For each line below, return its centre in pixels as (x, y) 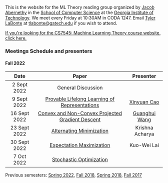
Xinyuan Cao (144, 102)
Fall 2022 (15, 63)
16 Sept (20, 113)
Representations (80, 105)
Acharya (144, 134)
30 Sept (20, 142)
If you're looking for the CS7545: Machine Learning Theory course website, (83, 33)
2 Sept (19, 84)
